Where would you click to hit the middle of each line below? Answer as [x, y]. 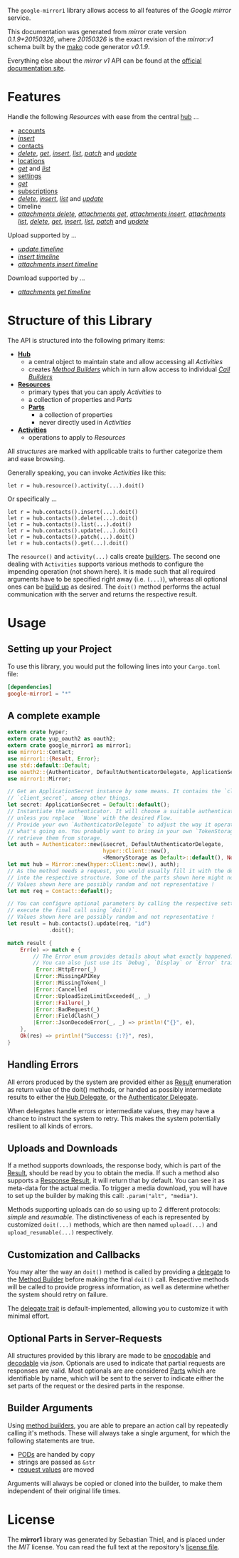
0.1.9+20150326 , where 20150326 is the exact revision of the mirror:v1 [110, 39]
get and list [34, 168]
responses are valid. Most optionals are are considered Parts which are [112, 1371]
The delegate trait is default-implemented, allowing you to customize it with [118, 1309]
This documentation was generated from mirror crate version [97, 32]
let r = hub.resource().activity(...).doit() [76, 485]
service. [19, 18]
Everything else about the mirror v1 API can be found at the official [105, 61]
